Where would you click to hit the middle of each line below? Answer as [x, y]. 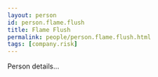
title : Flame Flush [39, 30]
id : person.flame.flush [46, 23]
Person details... [33, 66]
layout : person [32, 15]
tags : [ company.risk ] [43, 44]
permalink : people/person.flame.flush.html [79, 37]
